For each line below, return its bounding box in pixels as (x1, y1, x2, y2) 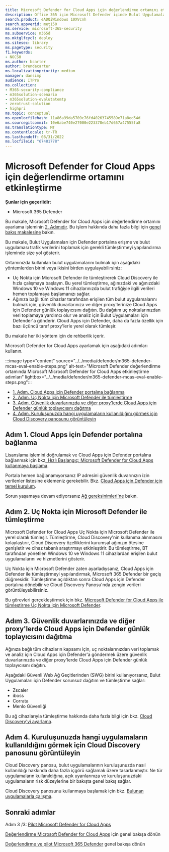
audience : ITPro (5, 78, 39, 83)
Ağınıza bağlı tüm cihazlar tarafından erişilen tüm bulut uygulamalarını (12, 296, 157, 302)
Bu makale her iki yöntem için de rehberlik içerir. (5, 333, 105, 339)
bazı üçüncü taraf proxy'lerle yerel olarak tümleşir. (12, 323, 117, 329)
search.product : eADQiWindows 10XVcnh (5, 17, 87, 22)
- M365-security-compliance (5, 87, 64, 92)
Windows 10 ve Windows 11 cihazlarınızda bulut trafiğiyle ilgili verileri (12, 286, 155, 292)
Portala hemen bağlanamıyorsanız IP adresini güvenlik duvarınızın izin (5, 472, 150, 478)
